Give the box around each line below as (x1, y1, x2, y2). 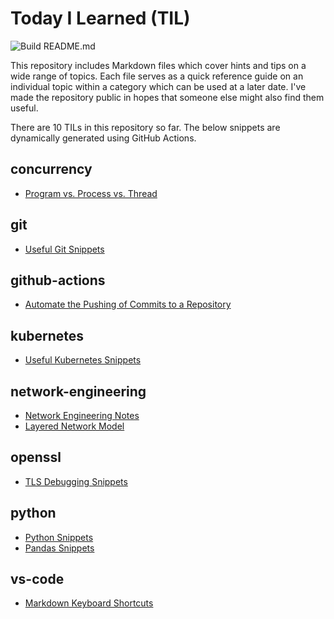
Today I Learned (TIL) (10, 7, 191, 30)
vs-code (10, 571, 65, 588)
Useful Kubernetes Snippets (24, 354, 142, 366)
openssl (10, 449, 62, 466)
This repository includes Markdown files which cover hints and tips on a (10, 59, 307, 71)
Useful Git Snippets (24, 243, 105, 255)
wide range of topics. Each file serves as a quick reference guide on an (10, 70, 304, 82)
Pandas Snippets (24, 542, 95, 554)
